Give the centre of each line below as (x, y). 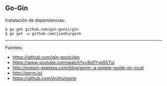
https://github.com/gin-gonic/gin (46, 57)
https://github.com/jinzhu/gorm (44, 78)
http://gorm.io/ (27, 73)
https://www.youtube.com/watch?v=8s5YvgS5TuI (63, 62)
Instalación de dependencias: (35, 20)
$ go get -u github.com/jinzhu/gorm (43, 34)
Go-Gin (17, 8)
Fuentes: (14, 47)
